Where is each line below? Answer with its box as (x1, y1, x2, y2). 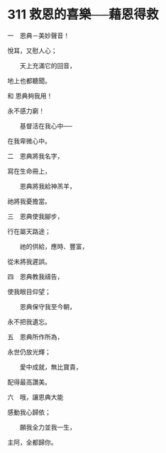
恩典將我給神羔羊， (19, 181, 76, 190)
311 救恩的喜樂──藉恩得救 (7, 6, 159, 23)
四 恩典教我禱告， (7, 272, 64, 281)
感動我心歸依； (7, 408, 51, 416)
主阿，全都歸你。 (7, 437, 57, 447)
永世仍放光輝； (7, 347, 51, 356)
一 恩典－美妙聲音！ (7, 31, 70, 40)
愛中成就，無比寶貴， (19, 362, 82, 371)
